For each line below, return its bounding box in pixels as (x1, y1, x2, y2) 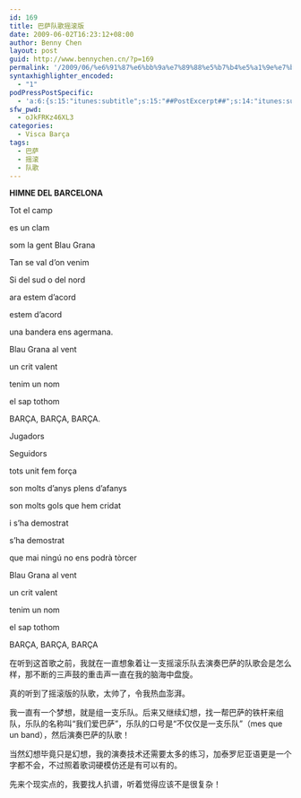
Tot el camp (9, 205, 54, 216)
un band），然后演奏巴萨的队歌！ (9, 730, 130, 741)
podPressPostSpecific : (9, 88, 94, 97)
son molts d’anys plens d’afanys (9, 483, 127, 494)
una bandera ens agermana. (9, 326, 114, 337)
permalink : (9, 64, 50, 73)
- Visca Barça (17, 130, 70, 139)
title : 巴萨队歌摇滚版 (9, 22, 85, 30)
